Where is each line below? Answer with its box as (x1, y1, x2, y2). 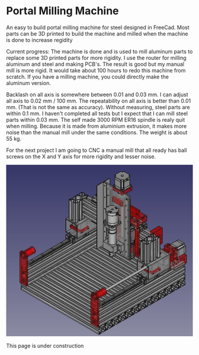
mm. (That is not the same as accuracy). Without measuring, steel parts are (6, 103, 191, 110)
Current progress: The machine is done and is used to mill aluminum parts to (6, 47, 193, 55)
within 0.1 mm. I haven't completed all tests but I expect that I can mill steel (6, 110, 188, 117)
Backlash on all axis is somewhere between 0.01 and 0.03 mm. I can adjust (6, 91, 188, 98)
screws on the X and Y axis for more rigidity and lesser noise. (6, 153, 156, 160)
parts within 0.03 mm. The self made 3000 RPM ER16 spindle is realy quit (6, 116, 185, 123)
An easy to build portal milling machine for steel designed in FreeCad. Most (6, 24, 190, 31)
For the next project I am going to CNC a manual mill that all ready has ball (6, 147, 187, 154)
